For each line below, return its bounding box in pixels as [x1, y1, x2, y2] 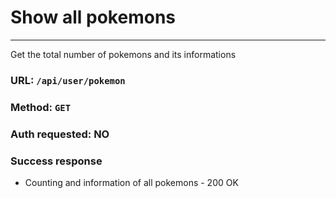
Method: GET [10, 100, 72, 114]
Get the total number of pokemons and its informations [10, 48, 237, 60]
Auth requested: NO [10, 127, 110, 141]
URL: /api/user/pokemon [10, 73, 126, 87]
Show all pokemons [10, 6, 177, 29]
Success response [10, 154, 103, 168]
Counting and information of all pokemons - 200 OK [24, 177, 239, 188]
